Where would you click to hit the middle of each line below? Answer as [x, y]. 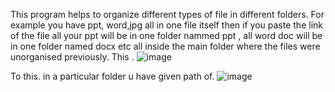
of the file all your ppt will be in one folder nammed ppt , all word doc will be [166, 35]
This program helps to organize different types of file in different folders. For [167, 14]
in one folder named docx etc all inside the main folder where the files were [165, 46]
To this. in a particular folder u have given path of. [112, 76]
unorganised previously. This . [72, 57]
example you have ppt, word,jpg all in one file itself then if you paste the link [166, 25]
